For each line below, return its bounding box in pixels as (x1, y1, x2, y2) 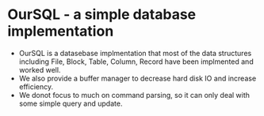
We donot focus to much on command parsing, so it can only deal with (18, 90, 251, 99)
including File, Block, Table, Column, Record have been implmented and (18, 57, 254, 66)
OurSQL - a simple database (7, 6, 197, 24)
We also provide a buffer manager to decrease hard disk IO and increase (18, 73, 257, 83)
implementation (7, 22, 114, 40)
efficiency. (18, 81, 53, 92)
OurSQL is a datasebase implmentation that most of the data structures (18, 48, 252, 58)
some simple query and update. (18, 99, 123, 108)
